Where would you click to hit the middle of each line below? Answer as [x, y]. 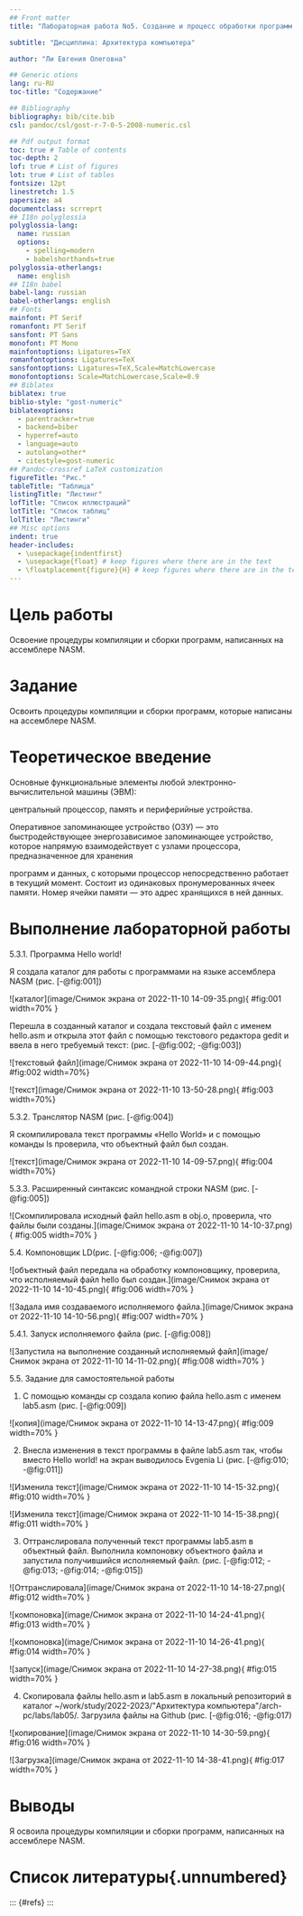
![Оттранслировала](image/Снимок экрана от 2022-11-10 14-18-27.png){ [147, 1587]
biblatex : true [38, 393]
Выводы [42, 1806]
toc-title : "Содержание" [56, 92]
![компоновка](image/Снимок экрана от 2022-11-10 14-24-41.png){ [137, 1614]
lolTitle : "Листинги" [50, 520]
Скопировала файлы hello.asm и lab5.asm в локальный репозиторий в [157, 1695]
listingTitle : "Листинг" [56, 495]
